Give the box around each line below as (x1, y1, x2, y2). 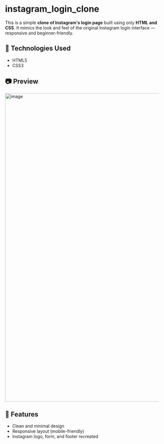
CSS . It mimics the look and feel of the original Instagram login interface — (5, 25, 155, 30)
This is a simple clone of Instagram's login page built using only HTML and (5, 20, 157, 25)
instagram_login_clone (5, 3, 100, 15)
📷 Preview (5, 77, 39, 86)
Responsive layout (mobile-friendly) (12, 428, 84, 434)
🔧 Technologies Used (5, 44, 71, 52)
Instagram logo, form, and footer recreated (12, 434, 99, 440)
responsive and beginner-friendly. (5, 30, 74, 36)
